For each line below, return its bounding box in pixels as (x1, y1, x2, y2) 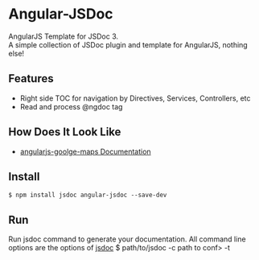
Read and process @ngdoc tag (19, 101, 123, 111)
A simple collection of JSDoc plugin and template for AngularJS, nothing (8, 39, 248, 49)
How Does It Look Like (8, 126, 121, 139)
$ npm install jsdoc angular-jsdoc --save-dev (8, 191, 167, 200)
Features (8, 72, 54, 85)
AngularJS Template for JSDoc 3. (8, 31, 119, 41)
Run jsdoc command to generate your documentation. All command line (8, 234, 247, 244)
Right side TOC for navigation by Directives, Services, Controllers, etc (19, 93, 251, 103)
